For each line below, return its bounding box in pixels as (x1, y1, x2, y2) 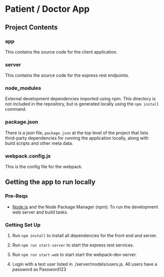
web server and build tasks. (12, 209, 69, 215)
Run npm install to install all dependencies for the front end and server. (12, 233, 158, 239)
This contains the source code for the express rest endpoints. (5, 72, 130, 78)
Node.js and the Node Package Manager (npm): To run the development (12, 204, 158, 210)
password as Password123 (12, 267, 67, 273)
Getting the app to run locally (5, 178, 95, 186)
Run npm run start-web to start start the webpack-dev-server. (12, 252, 137, 258)
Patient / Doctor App (5, 3, 90, 15)
